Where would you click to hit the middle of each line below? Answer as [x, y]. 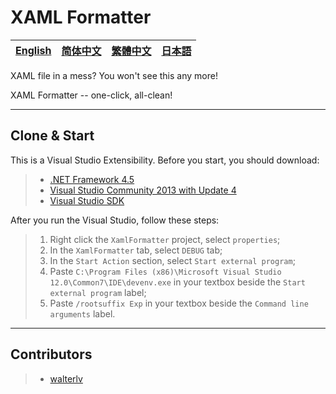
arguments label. [82, 313]
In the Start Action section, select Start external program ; [172, 260]
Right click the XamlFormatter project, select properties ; [165, 239]
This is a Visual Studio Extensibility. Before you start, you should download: [165, 160]
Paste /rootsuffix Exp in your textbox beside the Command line [179, 303]
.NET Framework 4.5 [92, 179]
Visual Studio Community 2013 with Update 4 [143, 190]
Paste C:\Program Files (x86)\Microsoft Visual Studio [165, 271]
